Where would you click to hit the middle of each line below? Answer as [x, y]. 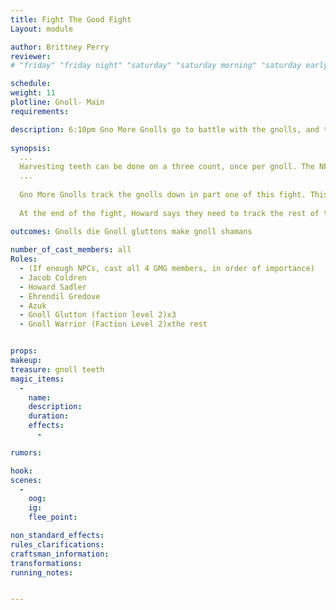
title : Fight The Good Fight [71, 19]
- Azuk [33, 306]
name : [40, 397]
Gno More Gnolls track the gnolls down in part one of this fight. [163, 194]
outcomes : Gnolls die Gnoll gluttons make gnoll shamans [131, 232]
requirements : [40, 111]
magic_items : [37, 379]
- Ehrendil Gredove [60, 296]
